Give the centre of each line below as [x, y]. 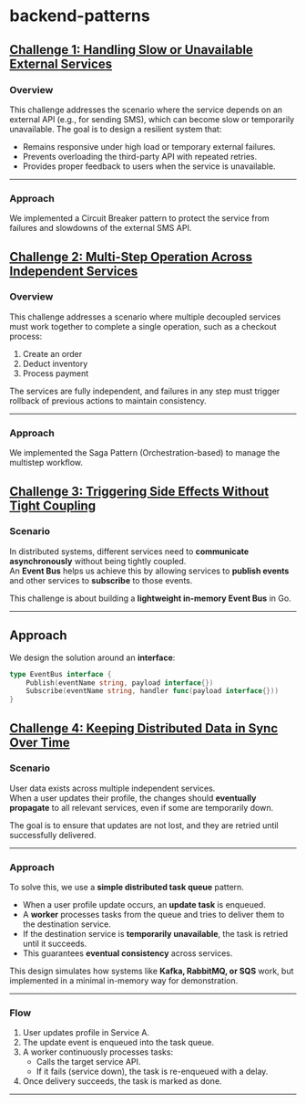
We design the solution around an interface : [92, 657]
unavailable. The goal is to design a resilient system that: [116, 129]
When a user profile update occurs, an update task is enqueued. [144, 905]
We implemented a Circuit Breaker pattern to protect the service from [140, 218]
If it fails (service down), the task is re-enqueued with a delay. [152, 1072]
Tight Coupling [53, 505]
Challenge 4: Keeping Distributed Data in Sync [144, 728]
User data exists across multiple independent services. [112, 788]
